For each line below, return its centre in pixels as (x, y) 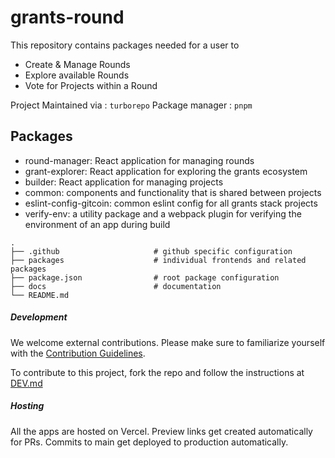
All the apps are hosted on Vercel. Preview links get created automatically (161, 431)
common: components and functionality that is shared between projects (173, 192)
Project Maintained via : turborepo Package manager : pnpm (131, 105)
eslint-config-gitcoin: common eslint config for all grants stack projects (171, 203)
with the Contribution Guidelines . (78, 353)
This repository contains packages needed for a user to (125, 45)
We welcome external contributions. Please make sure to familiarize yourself (168, 342)
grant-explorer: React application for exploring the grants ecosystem (166, 171)
